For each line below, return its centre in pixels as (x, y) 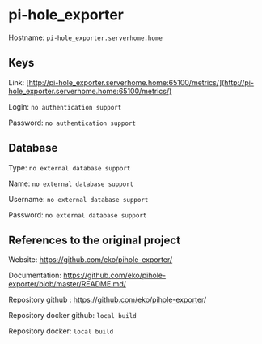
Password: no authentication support (72, 123)
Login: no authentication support (65, 106)
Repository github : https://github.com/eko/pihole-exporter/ (108, 300)
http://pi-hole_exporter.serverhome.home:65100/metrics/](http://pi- (142, 82)
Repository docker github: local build (72, 316)
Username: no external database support (78, 199)
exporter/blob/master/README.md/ (68, 284)
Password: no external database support (78, 215)
